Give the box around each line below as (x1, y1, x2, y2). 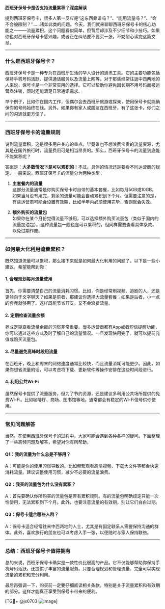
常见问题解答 (5, 421, 36, 427)
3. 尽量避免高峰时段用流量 (5, 348, 58, 354)
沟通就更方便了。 (13, 111, 48, 117)
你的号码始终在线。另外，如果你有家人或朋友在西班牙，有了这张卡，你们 (9, 105, 156, 111)
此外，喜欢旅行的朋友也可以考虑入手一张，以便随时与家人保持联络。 (13, 530, 151, 535)
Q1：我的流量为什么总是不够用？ (5, 451, 71, 457)
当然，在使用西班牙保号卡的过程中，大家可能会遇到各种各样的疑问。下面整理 (5, 433, 160, 439)
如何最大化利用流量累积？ (5, 245, 66, 252)
